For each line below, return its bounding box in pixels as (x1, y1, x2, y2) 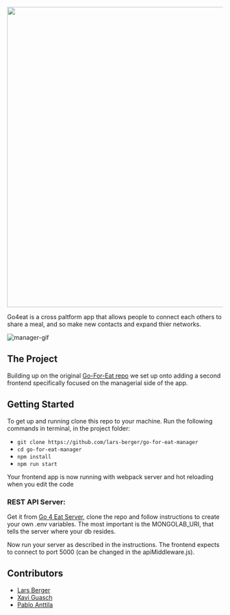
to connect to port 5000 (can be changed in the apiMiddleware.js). (7, 548, 195, 556)
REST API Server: (7, 497, 66, 507)
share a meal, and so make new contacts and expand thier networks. (7, 320, 202, 328)
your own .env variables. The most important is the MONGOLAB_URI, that (7, 520, 214, 528)
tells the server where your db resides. (7, 527, 116, 535)
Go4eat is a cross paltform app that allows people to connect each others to (7, 313, 222, 321)
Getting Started (7, 399, 75, 410)
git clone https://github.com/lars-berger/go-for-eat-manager (16, 439, 199, 445)
